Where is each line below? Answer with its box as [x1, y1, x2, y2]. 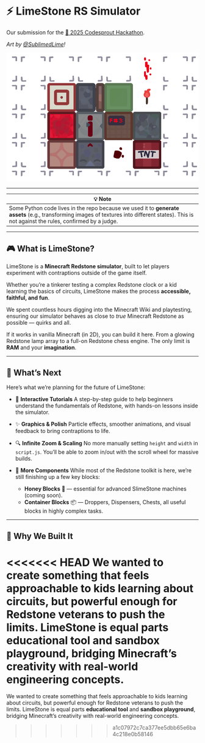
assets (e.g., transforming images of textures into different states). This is [9, 211, 194, 219]
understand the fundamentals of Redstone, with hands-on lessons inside [15, 402, 198, 410]
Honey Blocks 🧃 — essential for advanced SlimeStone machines [24, 485, 187, 492]
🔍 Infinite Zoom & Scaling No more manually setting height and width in [15, 440, 198, 447]
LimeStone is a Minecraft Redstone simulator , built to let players [6, 263, 170, 270]
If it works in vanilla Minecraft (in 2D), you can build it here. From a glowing [6, 331, 195, 338]
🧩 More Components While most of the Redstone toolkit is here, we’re [15, 467, 192, 474]
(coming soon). [24, 492, 63, 499]
